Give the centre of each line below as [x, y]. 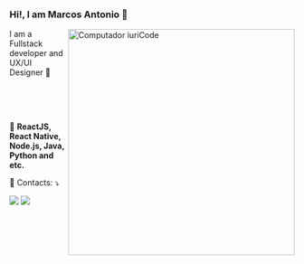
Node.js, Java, [37, 146]
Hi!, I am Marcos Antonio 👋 [69, 14]
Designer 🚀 [30, 72]
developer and [36, 53]
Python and [32, 156]
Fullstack [26, 43]
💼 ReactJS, [30, 127]
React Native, [35, 137]
